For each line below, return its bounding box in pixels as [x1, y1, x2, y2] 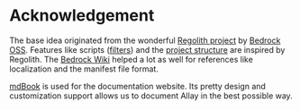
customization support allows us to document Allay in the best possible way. [9, 90, 293, 101]
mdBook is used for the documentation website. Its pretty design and [9, 80, 266, 91]
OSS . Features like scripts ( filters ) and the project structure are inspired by [9, 44, 286, 55]
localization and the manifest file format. [9, 63, 159, 74]
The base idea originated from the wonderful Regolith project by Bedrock [9, 35, 281, 46]
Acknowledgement [9, 5, 155, 26]
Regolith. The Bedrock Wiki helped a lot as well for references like [9, 54, 254, 64]
